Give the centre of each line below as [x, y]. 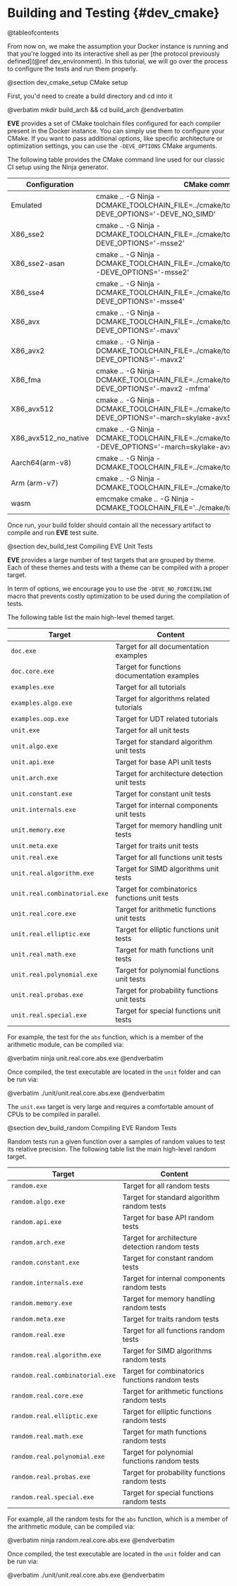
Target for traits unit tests [157, 846]
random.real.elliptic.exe [54, 1416]
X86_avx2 [28, 351]
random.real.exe [38, 1334]
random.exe [29, 1186]
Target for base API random [168, 1217]
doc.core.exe [33, 671]
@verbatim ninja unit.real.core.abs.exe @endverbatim [85, 1058]
